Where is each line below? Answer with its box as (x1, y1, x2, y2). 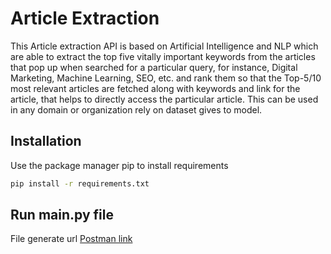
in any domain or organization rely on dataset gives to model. (10, 103, 263, 116)
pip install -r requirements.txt (10, 178, 150, 189)
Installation (10, 133, 82, 150)
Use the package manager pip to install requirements (10, 159, 229, 171)
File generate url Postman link (10, 233, 133, 245)
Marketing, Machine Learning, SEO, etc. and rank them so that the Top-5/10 (10, 72, 322, 84)
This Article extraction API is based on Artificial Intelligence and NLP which (10, 40, 319, 52)
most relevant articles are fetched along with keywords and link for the (10, 82, 301, 94)
